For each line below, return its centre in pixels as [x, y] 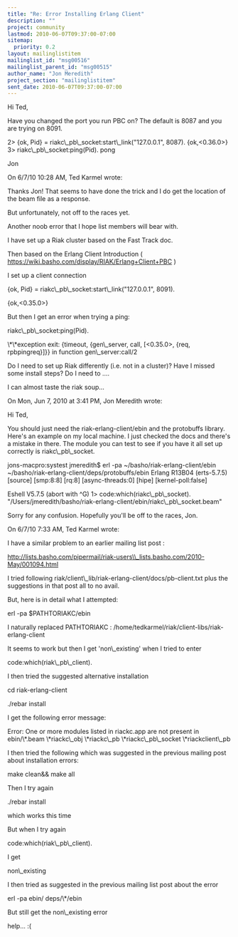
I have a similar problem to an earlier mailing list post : [86, 543]
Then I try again [31, 788]
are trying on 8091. [35, 128]
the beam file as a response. [49, 199]
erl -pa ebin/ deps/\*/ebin [45, 899]
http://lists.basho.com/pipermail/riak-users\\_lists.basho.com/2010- [106, 557]
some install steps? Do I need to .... [59, 373]
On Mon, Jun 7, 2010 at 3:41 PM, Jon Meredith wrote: [85, 401]
